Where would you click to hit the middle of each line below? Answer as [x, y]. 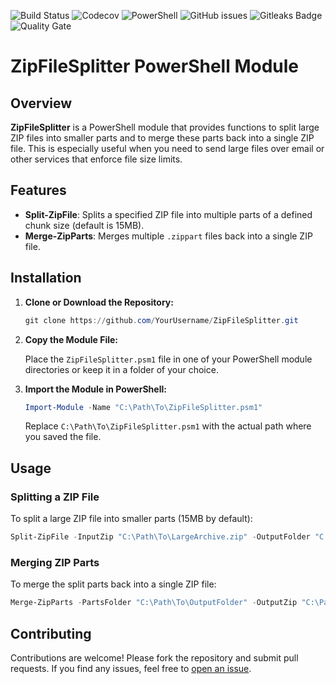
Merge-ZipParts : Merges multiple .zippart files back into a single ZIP [168, 236]
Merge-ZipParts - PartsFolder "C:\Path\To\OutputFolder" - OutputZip [154, 603]
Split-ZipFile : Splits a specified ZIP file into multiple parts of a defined [168, 214]
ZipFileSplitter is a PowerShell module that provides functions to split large [165, 127]
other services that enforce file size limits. [96, 159]
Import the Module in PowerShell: [95, 389]
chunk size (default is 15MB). [84, 225]
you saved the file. [63, 437]
